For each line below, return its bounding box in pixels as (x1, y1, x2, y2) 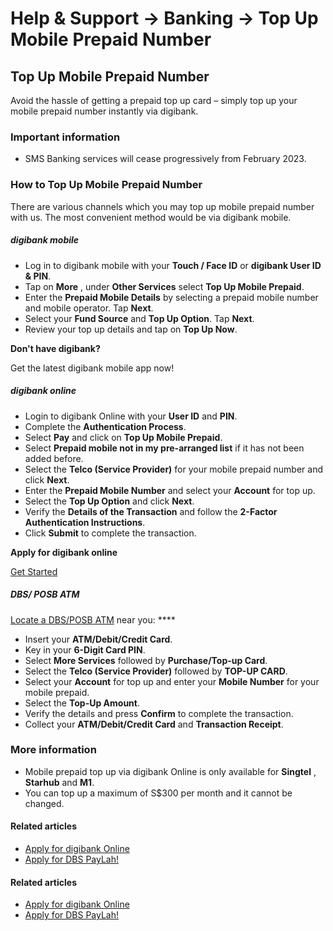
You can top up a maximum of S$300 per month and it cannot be (24, 787, 293, 799)
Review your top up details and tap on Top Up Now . (24, 323, 238, 335)
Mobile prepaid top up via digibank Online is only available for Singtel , (24, 765, 317, 777)
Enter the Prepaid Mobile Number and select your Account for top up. (24, 484, 316, 496)
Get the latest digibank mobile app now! (10, 362, 175, 374)
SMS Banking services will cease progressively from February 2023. (24, 153, 307, 165)
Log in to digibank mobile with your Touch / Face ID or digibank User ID (24, 259, 322, 271)
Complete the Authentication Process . (24, 420, 187, 432)
